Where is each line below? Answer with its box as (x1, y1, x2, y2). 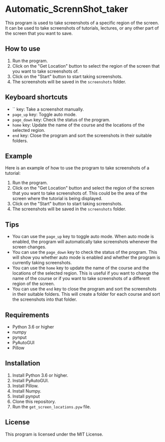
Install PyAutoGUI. (12, 377, 49, 383)
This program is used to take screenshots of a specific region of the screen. (5, 20, 159, 26)
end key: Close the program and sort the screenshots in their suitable (12, 132, 152, 138)
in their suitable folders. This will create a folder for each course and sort (12, 291, 160, 297)
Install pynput (12, 393, 40, 399)
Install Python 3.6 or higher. (12, 372, 68, 378)
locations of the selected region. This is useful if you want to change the (12, 270, 159, 276)
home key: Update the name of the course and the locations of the (12, 122, 145, 128)
